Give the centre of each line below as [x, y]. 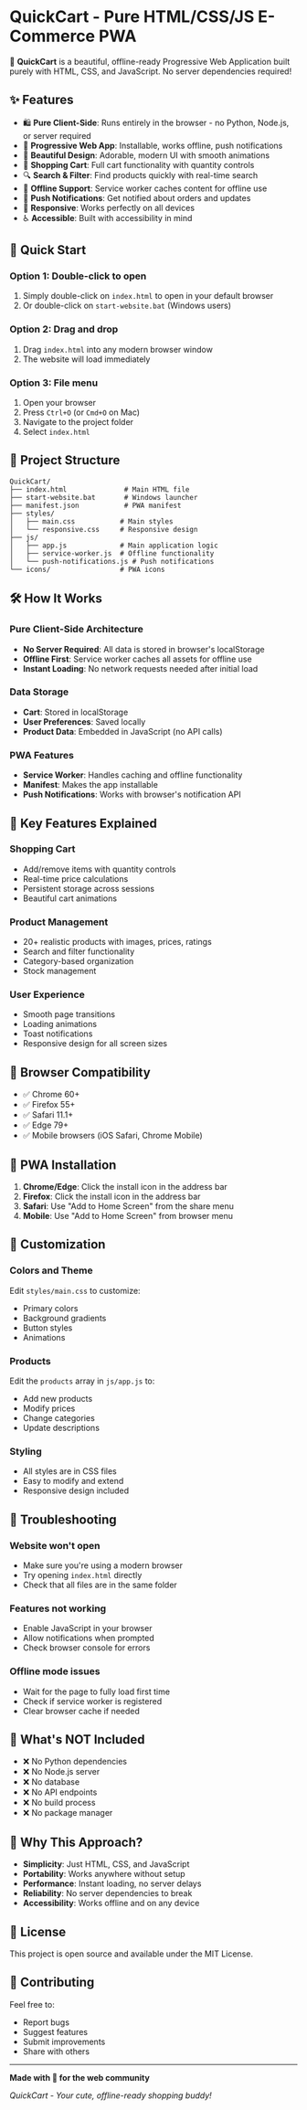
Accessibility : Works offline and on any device [111, 1903]
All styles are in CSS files [69, 1471]
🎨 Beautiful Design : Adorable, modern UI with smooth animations [146, 155]
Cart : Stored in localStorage [75, 712]
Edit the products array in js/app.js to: [82, 1381]
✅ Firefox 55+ [49, 1105]
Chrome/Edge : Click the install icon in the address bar [125, 1187]
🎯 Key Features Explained [84, 823]
